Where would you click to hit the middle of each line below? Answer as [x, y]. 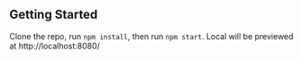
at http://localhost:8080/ [55, 46]
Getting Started [54, 15]
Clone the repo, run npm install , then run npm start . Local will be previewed [151, 36]
